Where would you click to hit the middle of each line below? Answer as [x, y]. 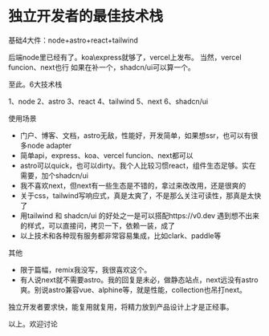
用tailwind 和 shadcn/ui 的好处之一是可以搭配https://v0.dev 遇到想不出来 [139, 215]
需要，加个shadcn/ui [54, 175]
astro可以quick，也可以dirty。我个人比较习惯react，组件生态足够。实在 [138, 165]
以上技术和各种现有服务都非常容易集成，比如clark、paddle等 [120, 235]
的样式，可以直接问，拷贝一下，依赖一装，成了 [97, 225]
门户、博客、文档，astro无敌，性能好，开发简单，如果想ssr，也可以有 [135, 135]
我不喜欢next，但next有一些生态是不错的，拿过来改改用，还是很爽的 [133, 185]
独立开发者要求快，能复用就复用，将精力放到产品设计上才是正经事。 [121, 306]
